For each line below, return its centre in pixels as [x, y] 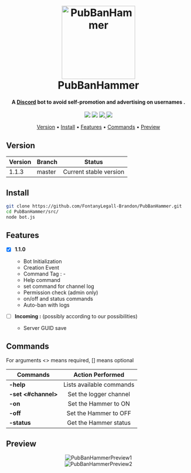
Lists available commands [99, 384]
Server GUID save [45, 328]
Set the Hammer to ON [99, 404]
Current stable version [94, 172]
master [47, 172]
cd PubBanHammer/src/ [33, 212]
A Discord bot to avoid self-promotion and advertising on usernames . [98, 102]
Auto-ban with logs [46, 305]
